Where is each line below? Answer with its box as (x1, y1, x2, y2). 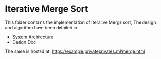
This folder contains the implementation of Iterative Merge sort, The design (5, 19, 156, 25)
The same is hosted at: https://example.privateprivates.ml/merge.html (5, 48, 145, 54)
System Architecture (12, 34, 54, 40)
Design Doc (12, 39, 36, 44)
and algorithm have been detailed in (5, 24, 77, 30)
